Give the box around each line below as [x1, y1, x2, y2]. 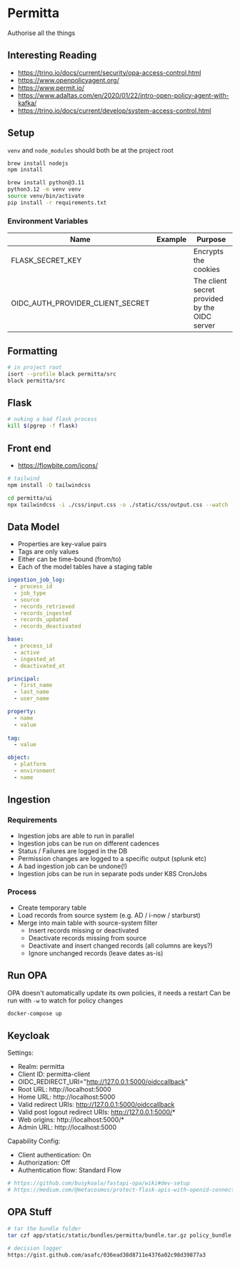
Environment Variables [7, 216, 89, 226]
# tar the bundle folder [7, 1225, 81, 1232]
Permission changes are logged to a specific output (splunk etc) [17, 854, 207, 863]
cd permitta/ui [7, 494, 53, 501]
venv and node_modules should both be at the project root [7, 146, 174, 154]
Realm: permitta [17, 1062, 65, 1071]
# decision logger [7, 1245, 62, 1252]
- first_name [14, 682, 53, 689]
